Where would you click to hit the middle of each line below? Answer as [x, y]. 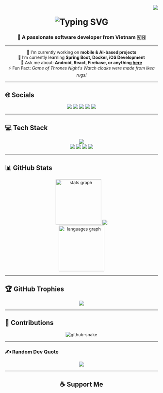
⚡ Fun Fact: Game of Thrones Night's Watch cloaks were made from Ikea [81, 68]
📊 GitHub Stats [29, 168]
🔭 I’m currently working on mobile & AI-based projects [81, 52]
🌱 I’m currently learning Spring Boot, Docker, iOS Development [81, 57]
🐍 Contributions [29, 323]
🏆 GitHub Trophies [35, 289]
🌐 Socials [20, 95]
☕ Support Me [81, 384]
